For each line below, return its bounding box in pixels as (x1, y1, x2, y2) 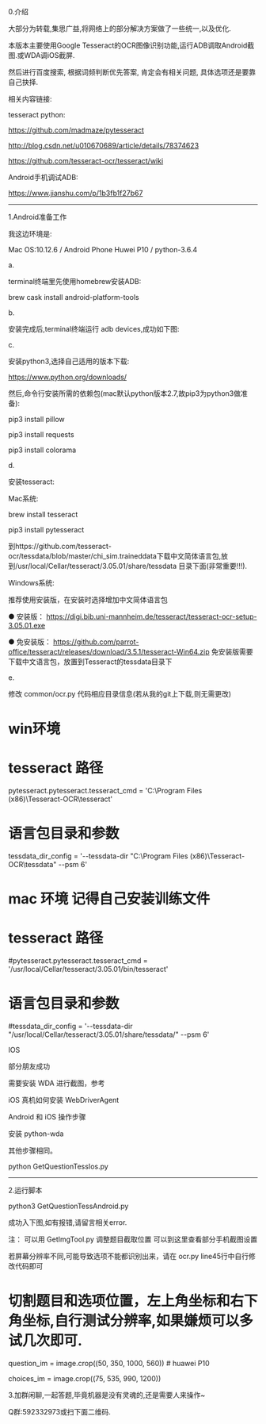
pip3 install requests (8, 430, 74, 439)
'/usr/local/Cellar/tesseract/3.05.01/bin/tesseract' (8, 965, 169, 974)
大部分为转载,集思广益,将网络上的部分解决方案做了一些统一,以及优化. (8, 24, 232, 33)
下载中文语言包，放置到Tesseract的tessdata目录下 (8, 657, 173, 666)
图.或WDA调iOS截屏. (8, 51, 75, 59)
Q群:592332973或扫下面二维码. (8, 1407, 111, 1417)
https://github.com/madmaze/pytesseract (8, 125, 145, 135)
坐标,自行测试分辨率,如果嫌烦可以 (22, 1312, 240, 1330)
